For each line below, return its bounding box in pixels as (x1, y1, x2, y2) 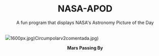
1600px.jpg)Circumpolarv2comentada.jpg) (10, 35, 99, 41)
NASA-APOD (57, 3, 113, 14)
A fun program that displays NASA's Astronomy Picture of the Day (16, 19, 154, 25)
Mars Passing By (67, 44, 103, 50)
